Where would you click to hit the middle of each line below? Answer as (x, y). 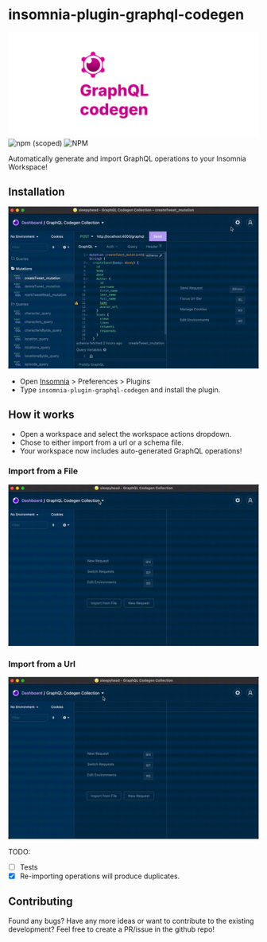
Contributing (41, 902)
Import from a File (43, 471)
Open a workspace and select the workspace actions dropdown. (126, 434)
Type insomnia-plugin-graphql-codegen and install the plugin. (120, 389)
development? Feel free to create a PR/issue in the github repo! (112, 929)
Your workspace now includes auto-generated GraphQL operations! (131, 450)
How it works (41, 415)
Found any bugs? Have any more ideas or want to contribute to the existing (131, 921)
